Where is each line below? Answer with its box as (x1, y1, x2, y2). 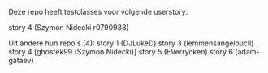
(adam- (235, 47, 260, 56)
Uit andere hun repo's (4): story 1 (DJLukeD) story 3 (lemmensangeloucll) (8, 38, 254, 48)
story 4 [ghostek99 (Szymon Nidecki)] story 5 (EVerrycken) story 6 (8, 47, 234, 56)
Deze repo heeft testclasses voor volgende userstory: (8, 7, 188, 16)
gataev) (8, 56, 34, 65)
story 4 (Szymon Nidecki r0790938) (8, 23, 129, 32)
